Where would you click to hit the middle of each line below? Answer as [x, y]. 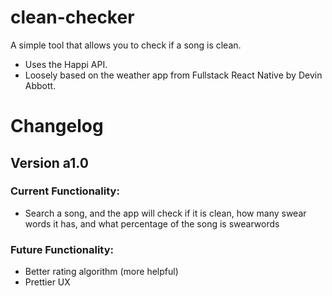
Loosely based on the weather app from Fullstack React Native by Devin [173, 75]
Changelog [57, 126]
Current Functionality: [65, 191]
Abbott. [40, 85]
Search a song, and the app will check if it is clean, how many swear [165, 213]
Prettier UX [47, 282]
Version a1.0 [49, 162]
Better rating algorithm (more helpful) [101, 272]
